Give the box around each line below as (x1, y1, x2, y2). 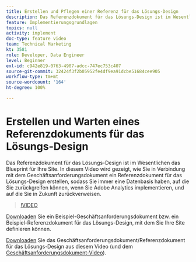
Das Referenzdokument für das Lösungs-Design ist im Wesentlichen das (6, 159, 181, 166)
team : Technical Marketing (6, 42, 72, 47)
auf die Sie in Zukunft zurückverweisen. (6, 190, 101, 197)
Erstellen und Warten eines (6, 115, 140, 129)
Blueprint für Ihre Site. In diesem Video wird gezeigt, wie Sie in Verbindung (6, 165, 185, 173)
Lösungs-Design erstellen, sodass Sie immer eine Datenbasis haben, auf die (6, 178, 190, 185)
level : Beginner (6, 57, 45, 63)
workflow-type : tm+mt (6, 74, 59, 80)
